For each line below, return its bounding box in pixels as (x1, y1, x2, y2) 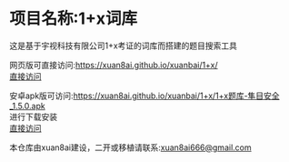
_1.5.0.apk (9, 100, 45, 111)
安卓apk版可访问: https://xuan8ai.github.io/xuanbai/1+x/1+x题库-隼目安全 (9, 90, 280, 101)
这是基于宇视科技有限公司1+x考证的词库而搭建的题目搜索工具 (9, 40, 238, 51)
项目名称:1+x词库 (9, 8, 138, 29)
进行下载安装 (9, 111, 57, 122)
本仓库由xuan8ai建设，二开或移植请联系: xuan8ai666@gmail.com (9, 142, 252, 153)
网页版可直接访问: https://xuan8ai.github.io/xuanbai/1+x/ (9, 59, 218, 70)
